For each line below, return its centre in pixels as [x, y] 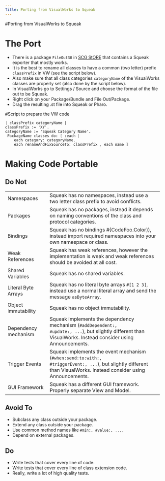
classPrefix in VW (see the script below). [54, 73]
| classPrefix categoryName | [36, 123]
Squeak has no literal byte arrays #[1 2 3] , [99, 285]
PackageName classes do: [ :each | [43, 136]
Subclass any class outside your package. [55, 419]
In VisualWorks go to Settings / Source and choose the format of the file [85, 89]
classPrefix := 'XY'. [27, 127]
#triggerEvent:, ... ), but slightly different [99, 364]
